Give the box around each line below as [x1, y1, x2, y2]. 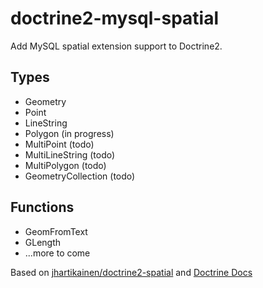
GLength [24, 236, 62, 248]
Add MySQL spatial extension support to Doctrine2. [10, 40, 223, 52]
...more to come [24, 247, 91, 259]
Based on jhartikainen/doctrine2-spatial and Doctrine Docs [10, 266, 253, 278]
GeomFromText [24, 225, 88, 237]
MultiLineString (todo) [24, 148, 116, 161]
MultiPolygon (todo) [24, 159, 107, 171]
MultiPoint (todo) [24, 138, 95, 150]
